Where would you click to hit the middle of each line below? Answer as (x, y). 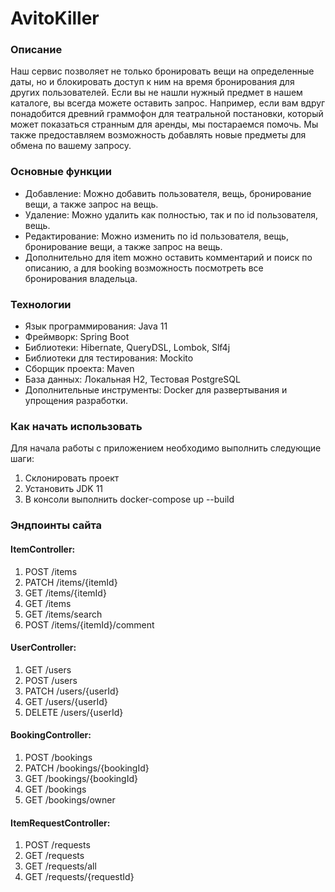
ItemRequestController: (60, 823)
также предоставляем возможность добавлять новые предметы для (158, 135)
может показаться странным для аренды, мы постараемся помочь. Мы (164, 124)
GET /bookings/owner (70, 799)
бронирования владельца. (81, 278)
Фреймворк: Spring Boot (77, 337)
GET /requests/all (60, 866)
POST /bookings (58, 757)
